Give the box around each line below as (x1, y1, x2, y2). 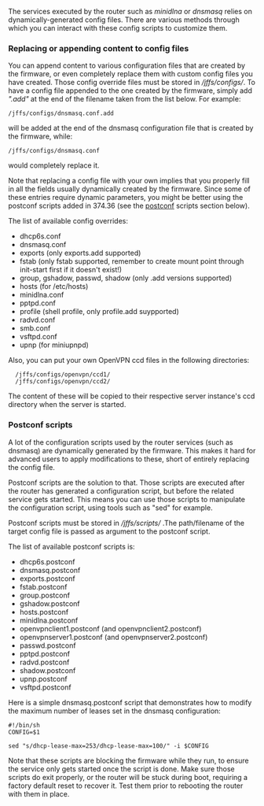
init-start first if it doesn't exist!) (19, 265, 123, 275)
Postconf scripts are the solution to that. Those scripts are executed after (8, 478, 245, 487)
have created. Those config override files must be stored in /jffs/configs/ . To (8, 78, 255, 87)
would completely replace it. (8, 161, 100, 170)
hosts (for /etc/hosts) (19, 282, 89, 291)
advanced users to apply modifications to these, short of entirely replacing (8, 454, 250, 464)
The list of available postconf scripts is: (8, 542, 135, 551)
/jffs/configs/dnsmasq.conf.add (8, 109, 114, 117)
